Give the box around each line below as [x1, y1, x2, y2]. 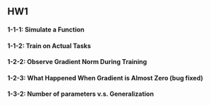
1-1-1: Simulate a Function [7, 25, 85, 34]
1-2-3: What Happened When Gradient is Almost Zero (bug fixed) [7, 73, 204, 82]
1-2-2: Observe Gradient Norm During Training [7, 58, 148, 66]
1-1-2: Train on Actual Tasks [7, 42, 92, 50]
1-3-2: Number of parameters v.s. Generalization [7, 89, 154, 98]
